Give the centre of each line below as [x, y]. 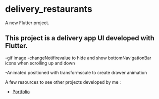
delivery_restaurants [49, 9]
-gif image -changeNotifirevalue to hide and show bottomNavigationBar [78, 58]
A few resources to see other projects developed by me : [63, 82]
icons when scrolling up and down [40, 63]
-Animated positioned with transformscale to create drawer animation [76, 72]
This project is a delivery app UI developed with [80, 38]
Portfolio [21, 92]
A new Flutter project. [27, 23]
